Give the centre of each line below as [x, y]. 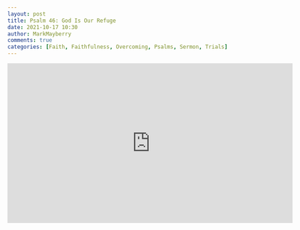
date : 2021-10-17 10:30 [43, 27]
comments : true [30, 40]
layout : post [27, 14]
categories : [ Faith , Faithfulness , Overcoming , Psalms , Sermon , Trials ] [118, 47]
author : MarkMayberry [40, 34]
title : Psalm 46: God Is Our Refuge [62, 21]
